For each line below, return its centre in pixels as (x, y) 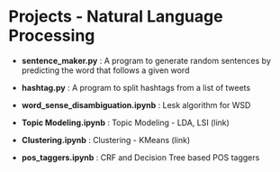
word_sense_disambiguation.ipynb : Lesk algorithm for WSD (136, 104)
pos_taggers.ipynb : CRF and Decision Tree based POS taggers (140, 157)
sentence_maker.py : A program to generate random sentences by (146, 60)
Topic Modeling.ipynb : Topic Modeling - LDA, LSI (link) (126, 122)
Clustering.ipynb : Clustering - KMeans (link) (106, 140)
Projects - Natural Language (116, 17)
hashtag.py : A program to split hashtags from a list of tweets (136, 87)
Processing (52, 36)
